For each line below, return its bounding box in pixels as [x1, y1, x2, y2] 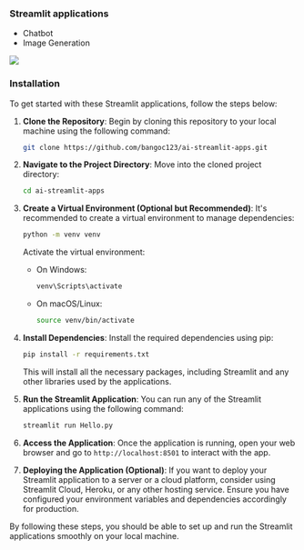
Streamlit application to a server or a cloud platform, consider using [22, 474, 276, 485]
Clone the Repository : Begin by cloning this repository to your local [22, 115, 277, 126]
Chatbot [22, 28, 54, 39]
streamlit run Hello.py [22, 421, 114, 430]
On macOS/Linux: [35, 298, 103, 309]
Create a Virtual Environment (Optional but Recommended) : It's [22, 203, 268, 214]
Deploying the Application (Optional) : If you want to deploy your [22, 465, 268, 475]
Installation [9, 77, 61, 90]
